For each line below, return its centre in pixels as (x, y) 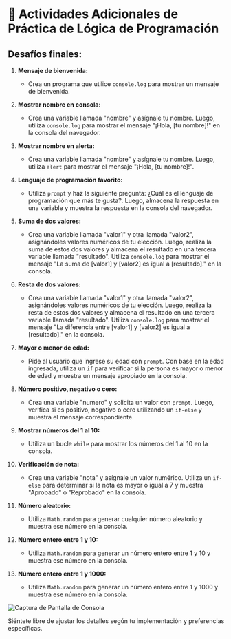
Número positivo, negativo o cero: (67, 389)
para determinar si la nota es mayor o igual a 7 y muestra (123, 485)
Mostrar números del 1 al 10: (59, 430)
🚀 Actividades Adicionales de (93, 14)
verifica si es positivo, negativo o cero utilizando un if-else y (115, 410)
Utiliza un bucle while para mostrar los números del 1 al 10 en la (118, 444)
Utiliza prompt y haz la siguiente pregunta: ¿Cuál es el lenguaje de (121, 193)
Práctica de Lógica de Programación (113, 29)
